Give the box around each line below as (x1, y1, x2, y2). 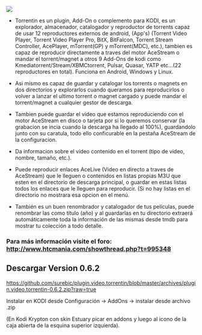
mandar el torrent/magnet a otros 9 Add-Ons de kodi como (14, 55, 161, 63)
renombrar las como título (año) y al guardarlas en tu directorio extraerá (14, 209, 193, 217)
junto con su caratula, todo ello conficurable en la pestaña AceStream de (14, 130, 196, 137)
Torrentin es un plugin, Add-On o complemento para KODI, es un (14, 17, 176, 24)
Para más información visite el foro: (6, 237, 112, 245)
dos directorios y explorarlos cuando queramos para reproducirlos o (14, 86, 185, 93)
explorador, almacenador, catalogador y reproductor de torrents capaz (14, 23, 191, 30)
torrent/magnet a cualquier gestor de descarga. (14, 99, 133, 106)
